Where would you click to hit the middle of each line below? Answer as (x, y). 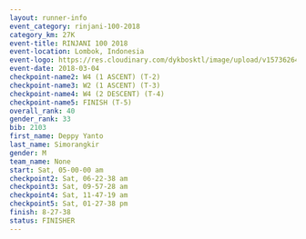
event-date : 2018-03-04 (55, 69)
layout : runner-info (49, 18)
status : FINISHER (42, 220)
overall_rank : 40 (42, 111)
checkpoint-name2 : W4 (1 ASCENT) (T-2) (85, 77)
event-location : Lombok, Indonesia (77, 52)
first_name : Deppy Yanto (56, 136)
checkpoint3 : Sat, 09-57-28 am (69, 187)
